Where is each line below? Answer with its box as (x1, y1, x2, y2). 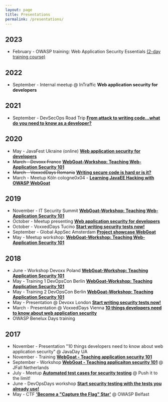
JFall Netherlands (12, 364, 49, 371)
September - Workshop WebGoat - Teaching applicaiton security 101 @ (12, 359, 163, 365)
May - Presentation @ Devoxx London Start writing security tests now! (12, 299, 161, 306)
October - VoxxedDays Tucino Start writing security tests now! (12, 224, 145, 230)
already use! (12, 386, 40, 392)
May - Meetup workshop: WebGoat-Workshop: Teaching (12, 234, 133, 241)
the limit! (12, 375, 31, 381)
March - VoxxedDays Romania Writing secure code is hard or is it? (12, 169, 151, 175)
